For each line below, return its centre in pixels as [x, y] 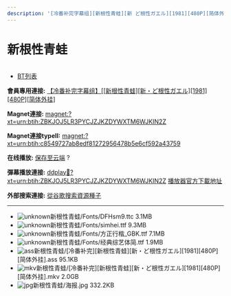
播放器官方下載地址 [195, 181]
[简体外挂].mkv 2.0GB [48, 276]
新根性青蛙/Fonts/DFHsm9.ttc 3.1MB [101, 216]
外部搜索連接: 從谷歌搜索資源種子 [54, 195]
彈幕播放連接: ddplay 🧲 [39, 172]
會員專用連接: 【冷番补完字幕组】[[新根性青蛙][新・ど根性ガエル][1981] [107, 91]
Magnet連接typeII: [34, 135]
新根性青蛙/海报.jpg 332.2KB [74, 285]
